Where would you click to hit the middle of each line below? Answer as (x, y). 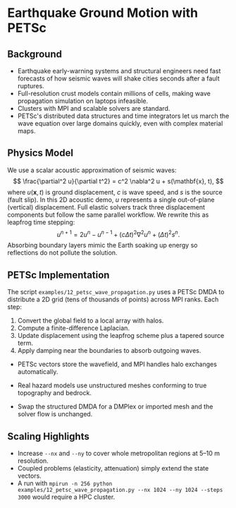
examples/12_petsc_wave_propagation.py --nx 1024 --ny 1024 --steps (120, 490)
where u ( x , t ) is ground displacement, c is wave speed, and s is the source (115, 192)
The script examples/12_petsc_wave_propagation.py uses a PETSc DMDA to (116, 292)
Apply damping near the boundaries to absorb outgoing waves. (109, 351)
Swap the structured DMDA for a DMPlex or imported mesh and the (115, 406)
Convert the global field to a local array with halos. (91, 321)
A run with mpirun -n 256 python (65, 483)
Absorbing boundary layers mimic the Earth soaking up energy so (103, 246)
